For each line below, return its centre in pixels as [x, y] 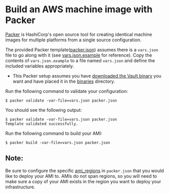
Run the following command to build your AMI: [54, 133]
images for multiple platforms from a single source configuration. [73, 40]
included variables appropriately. [40, 66]
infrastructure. [20, 187]
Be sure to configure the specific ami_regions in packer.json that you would [85, 171]
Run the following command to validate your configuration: [67, 91]
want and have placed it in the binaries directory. [64, 81]
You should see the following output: [44, 110]
